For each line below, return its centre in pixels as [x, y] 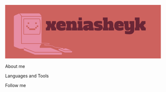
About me [15, 66]
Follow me [16, 86]
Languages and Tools [27, 76]
